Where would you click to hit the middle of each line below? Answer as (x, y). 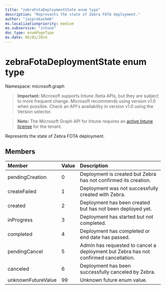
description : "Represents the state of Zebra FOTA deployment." (73, 14)
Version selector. (34, 112)
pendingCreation (27, 177)
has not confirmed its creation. (115, 180)
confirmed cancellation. (107, 257)
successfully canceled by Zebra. (118, 272)
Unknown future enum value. (113, 280)
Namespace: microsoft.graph (35, 86)
